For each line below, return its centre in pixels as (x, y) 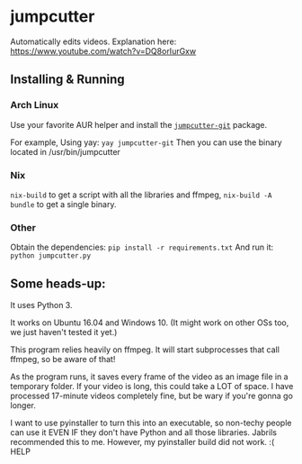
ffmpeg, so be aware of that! (63, 359)
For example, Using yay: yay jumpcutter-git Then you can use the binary (146, 142)
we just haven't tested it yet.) (64, 332)
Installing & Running (67, 80)
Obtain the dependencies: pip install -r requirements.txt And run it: (142, 247)
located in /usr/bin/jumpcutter (65, 151)
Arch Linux (35, 105)
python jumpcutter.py (51, 256)
